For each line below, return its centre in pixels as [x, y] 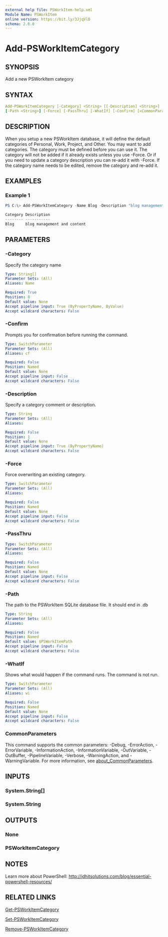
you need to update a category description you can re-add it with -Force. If [82, 160]
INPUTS [17, 776]
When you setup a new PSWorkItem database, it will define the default [78, 139]
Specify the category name [33, 265]
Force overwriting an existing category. [45, 475]
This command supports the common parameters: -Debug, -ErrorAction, [80, 745]
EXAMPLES [23, 181]
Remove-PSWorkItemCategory [37, 929]
